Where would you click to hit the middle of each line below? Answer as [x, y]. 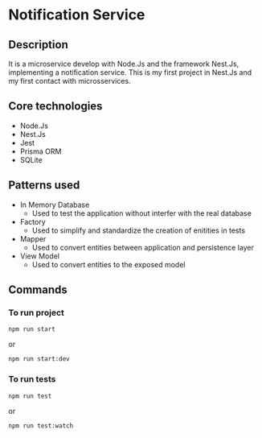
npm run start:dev [39, 359]
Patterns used [44, 186]
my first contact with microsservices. [70, 81]
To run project [36, 312]
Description [38, 45]
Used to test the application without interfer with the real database [141, 213]
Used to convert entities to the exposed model [108, 264]
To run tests [32, 379]
